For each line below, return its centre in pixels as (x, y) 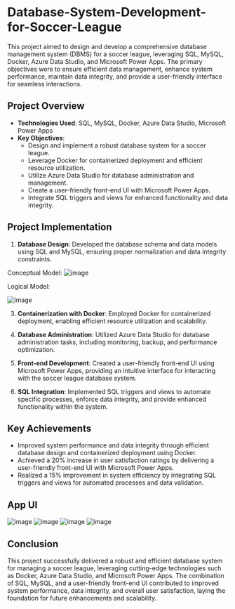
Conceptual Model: (35, 273)
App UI (22, 505)
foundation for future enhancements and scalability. (82, 598)
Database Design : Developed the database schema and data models (117, 244)
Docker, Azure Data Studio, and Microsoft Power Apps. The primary (105, 61)
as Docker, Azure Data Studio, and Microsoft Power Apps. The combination (116, 576)
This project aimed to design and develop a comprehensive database (107, 46)
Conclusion (33, 544)
